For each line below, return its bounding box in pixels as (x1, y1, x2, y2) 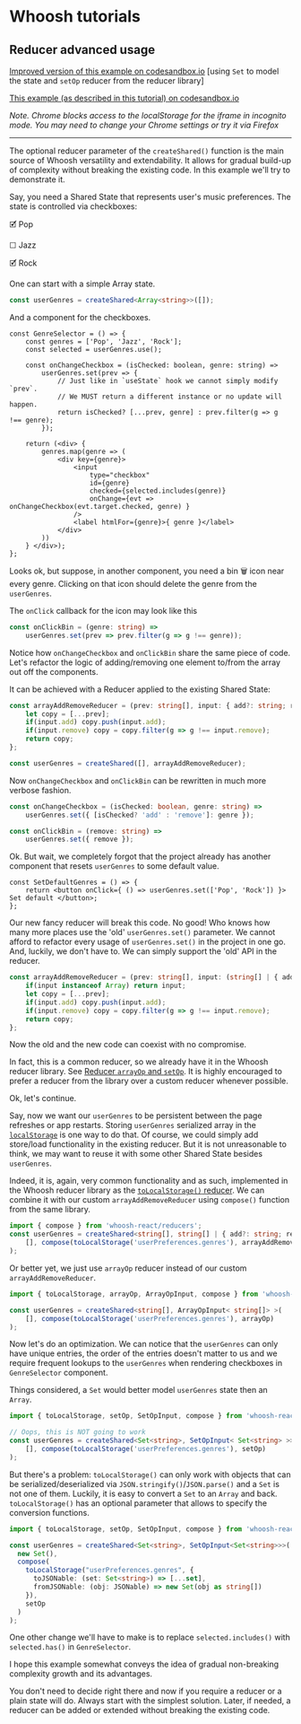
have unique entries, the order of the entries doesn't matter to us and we (9, 1348, 278, 1359)
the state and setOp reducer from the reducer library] (9, 75, 204, 86)
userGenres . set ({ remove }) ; (25, 835, 134, 844)
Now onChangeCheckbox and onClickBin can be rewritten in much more (9, 774, 267, 786)
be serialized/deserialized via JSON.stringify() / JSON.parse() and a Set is (9, 1478, 280, 1489)
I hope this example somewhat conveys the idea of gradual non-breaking (9, 1658, 279, 1670)
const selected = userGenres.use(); (25, 345, 163, 354)
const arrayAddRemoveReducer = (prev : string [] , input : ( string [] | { (9, 973, 279, 982)
